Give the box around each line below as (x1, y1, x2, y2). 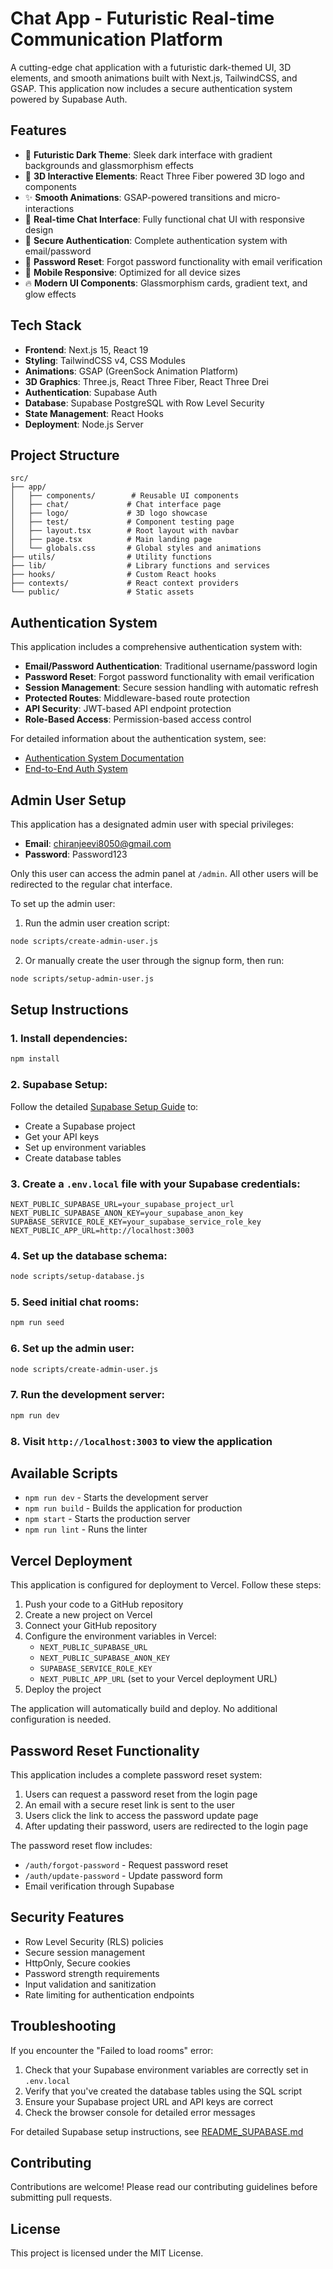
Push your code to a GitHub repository (24, 1598, 184, 1611)
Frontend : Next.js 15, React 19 (24, 343, 149, 356)
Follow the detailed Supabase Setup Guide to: (10, 1100, 199, 1112)
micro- (253, 191, 282, 203)
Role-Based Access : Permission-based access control (24, 713, 252, 726)
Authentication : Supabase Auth (24, 386, 158, 398)
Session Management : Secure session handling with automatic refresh (24, 682, 319, 694)
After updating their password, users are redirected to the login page (24, 1820, 309, 1832)
